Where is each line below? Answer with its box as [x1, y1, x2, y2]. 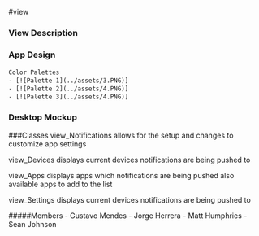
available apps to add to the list [8, 179, 113, 189]
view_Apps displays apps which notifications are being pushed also [8, 170, 235, 180]
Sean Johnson [8, 219, 57, 229]
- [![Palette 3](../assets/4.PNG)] [8, 93, 129, 101]
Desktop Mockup [8, 111, 78, 123]
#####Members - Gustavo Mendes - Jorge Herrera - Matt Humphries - [8, 211, 248, 221]
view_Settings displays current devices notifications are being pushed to [8, 194, 252, 204]
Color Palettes [8, 68, 60, 76]
